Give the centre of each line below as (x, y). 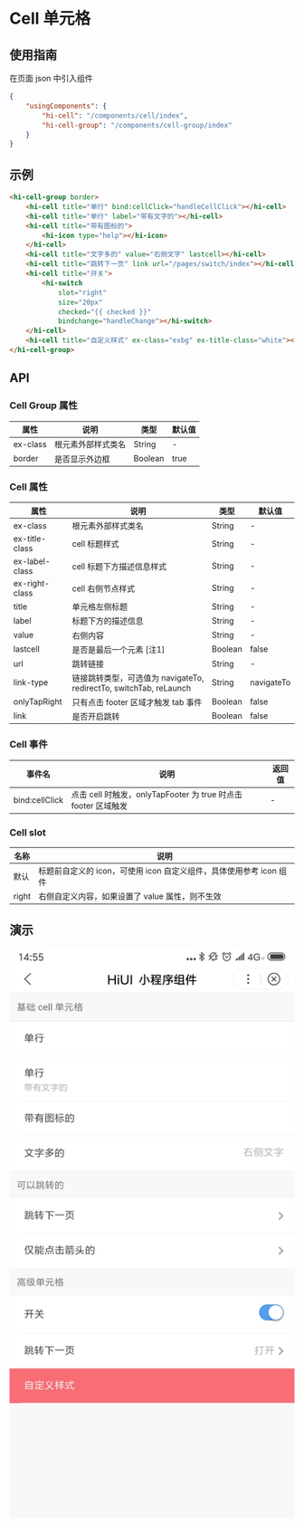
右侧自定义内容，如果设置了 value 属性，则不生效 (130, 896)
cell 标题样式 (95, 544)
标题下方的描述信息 (108, 621)
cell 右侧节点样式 (104, 588)
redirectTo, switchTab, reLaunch (132, 688)
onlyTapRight (38, 701)
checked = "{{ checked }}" (104, 312)
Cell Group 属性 (44, 405)
